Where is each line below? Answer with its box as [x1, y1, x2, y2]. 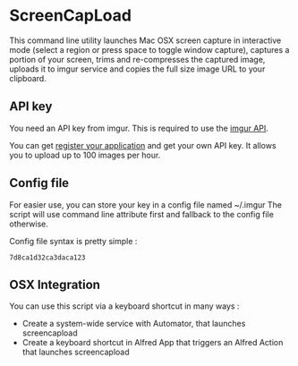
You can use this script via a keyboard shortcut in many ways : [9, 301, 240, 311]
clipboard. [9, 72, 47, 83]
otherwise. [9, 218, 49, 229]
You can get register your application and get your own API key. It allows [9, 140, 277, 150]
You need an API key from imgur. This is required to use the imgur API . [9, 123, 268, 133]
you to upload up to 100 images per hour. [9, 149, 161, 160]
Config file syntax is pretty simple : [9, 235, 138, 246]
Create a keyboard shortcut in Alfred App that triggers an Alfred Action [21, 337, 284, 348]
